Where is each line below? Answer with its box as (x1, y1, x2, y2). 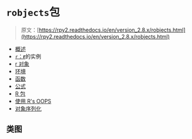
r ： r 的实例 (14, 52, 41, 60)
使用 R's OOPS (14, 97, 52, 104)
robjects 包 (6, 5, 60, 19)
